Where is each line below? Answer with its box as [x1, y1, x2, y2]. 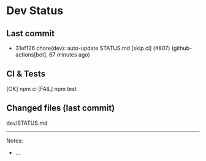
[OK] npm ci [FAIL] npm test [6, 85, 77, 92]
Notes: [6, 136, 23, 144]
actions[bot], [15, 51, 48, 58]
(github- [171, 44, 193, 52]
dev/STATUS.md [6, 119, 48, 127]
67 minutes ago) [48, 51, 90, 58]
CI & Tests [6, 69, 46, 79]
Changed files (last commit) [6, 103, 115, 114]
